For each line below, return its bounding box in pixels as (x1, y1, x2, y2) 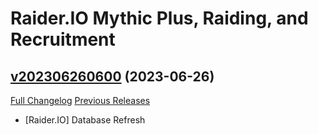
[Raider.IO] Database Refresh (24, 114, 146, 126)
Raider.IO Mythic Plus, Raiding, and (10, 7, 309, 30)
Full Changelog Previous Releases (10, 95, 151, 106)
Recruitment (10, 28, 116, 51)
